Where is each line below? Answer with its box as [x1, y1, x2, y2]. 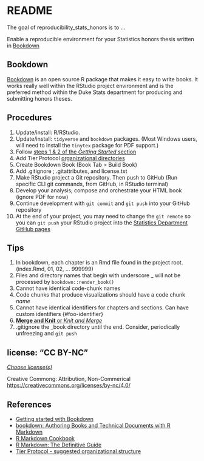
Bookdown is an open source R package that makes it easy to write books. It [7, 75, 198, 82]
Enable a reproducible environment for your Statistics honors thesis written [7, 35, 195, 42]
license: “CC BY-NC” [7, 347, 89, 358]
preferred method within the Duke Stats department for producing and [7, 89, 183, 96]
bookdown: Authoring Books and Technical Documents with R [15, 422, 171, 429]
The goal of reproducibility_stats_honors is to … [7, 24, 126, 31]
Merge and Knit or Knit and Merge [15, 317, 103, 325]
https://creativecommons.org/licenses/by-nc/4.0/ [7, 382, 131, 389]
